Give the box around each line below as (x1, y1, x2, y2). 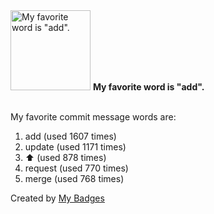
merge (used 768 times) (24, 173, 125, 184)
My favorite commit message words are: (10, 111, 177, 123)
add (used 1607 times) (24, 130, 117, 142)
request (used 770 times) (24, 162, 129, 174)
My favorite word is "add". (92, 81, 205, 93)
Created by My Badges (10, 192, 105, 204)
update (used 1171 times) (24, 141, 127, 153)
